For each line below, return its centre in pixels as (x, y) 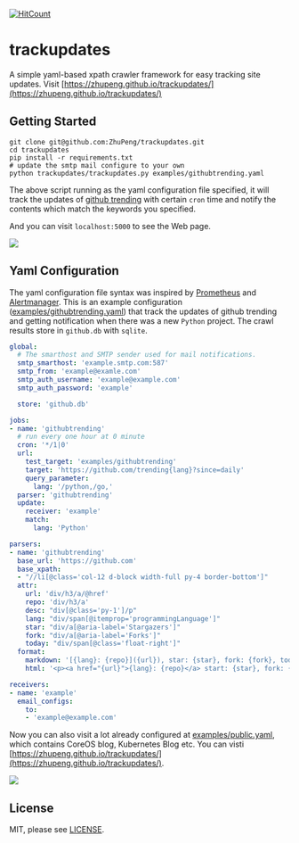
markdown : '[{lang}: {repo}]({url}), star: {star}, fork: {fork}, (151, 660)
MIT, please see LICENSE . (57, 830)
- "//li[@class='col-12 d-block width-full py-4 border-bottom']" (143, 577)
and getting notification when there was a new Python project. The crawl (141, 320)
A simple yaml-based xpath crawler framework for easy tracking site (135, 74)
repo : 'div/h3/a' (57, 602)
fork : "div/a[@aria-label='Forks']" (93, 635)
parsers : (25, 544)
